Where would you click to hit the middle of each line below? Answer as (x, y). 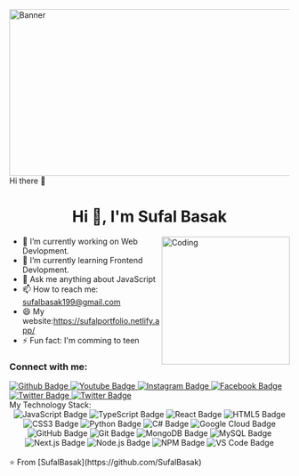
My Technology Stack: (50, 405)
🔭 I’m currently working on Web (80, 241)
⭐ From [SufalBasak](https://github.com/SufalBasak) (105, 463)
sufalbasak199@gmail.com (71, 302)
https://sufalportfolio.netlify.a (106, 320)
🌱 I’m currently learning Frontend (82, 260)
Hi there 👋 (28, 181)
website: (38, 320)
